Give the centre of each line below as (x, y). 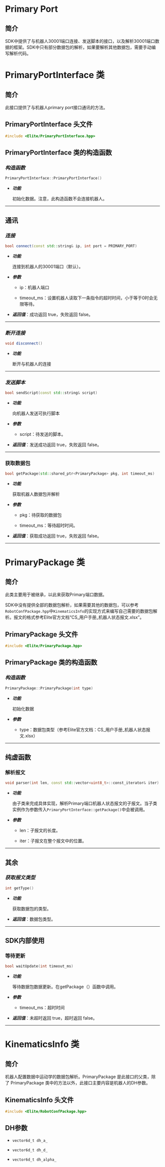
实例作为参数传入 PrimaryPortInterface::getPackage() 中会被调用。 (80, 810)
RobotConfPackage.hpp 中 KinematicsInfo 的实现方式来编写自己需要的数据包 (79, 611)
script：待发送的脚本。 (42, 434)
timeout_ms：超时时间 (42, 1008)
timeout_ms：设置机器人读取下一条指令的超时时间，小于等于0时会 (86, 298)
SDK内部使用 (25, 941)
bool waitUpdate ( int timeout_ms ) (39, 967)
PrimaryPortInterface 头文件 (49, 125)
